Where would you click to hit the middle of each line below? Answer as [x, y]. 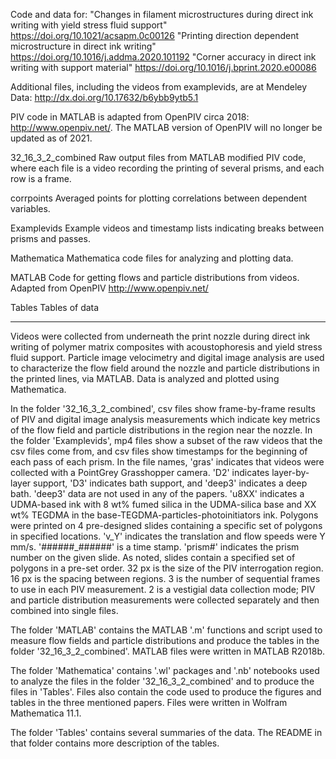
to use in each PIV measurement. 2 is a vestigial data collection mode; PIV [163, 589]
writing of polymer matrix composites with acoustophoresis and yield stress [166, 347]
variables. [30, 208]
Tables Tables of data [55, 307]
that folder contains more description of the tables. [115, 743]
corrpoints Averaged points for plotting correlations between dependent [158, 198]
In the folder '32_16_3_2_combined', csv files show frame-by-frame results [163, 408]
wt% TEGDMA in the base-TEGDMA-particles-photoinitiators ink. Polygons [164, 515]
